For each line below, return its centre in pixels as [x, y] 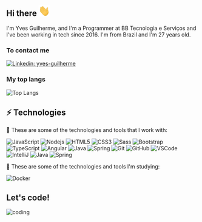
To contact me [28, 50]
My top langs [26, 80]
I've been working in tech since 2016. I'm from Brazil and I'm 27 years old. [99, 34]
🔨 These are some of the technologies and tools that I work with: [87, 130]
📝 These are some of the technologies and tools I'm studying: [83, 167]
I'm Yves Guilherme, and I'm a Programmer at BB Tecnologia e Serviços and [101, 28]
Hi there [22, 14]
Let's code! [28, 197]
